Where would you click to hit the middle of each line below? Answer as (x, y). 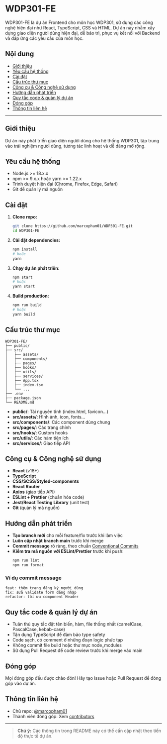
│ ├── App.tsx (22, 380)
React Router (26, 487)
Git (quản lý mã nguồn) (36, 508)
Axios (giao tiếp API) (34, 492)
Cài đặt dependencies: (36, 240)
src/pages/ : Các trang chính (42, 427)
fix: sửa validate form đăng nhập (41, 593)
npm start (23, 277)
